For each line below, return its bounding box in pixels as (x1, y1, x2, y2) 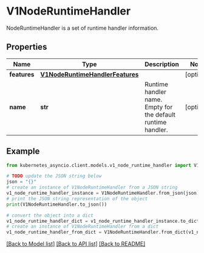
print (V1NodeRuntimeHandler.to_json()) (6, 201, 107, 207)
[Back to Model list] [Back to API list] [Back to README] (6, 240, 146, 248)
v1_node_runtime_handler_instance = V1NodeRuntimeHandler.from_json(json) (6, 190, 200, 197)
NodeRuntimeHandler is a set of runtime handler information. (6, 24, 159, 32)
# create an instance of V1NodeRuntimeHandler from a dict (6, 223, 159, 230)
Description (144, 59, 179, 68)
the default (144, 110, 176, 119)
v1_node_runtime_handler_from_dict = (6, 229, 102, 235)
